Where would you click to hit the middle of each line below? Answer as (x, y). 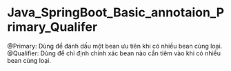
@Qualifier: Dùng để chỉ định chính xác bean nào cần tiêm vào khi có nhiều (114, 53)
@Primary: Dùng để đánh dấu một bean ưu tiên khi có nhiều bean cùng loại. (115, 46)
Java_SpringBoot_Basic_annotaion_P (116, 13)
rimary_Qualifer (52, 27)
